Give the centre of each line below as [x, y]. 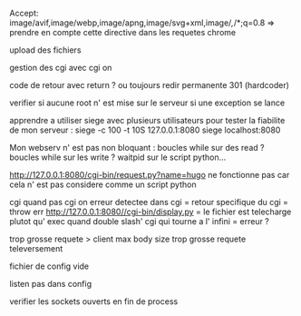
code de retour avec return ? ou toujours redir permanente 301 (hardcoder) [150, 85]
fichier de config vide [49, 266]
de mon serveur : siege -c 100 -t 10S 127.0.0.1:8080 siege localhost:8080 [145, 130]
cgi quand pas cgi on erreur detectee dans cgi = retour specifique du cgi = [149, 202]
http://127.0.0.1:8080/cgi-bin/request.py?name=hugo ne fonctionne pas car [150, 175]
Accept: [24, 13]
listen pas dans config [51, 284]
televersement [36, 248]
